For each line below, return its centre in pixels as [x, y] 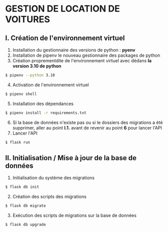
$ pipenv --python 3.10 [30, 75]
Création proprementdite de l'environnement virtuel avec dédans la [82, 61]
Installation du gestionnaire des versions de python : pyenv [74, 50]
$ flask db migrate [26, 206]
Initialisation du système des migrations [53, 178]
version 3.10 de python [37, 66]
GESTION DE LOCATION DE [63, 9]
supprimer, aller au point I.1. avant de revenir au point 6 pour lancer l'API [87, 128]
